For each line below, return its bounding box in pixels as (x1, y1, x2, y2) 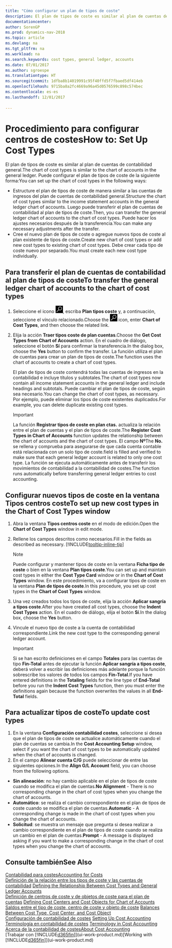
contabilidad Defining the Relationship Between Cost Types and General (5, 882, 158, 889)
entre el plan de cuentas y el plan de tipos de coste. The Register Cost (12, 427, 161, 433)
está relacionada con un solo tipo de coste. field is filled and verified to (12, 449, 161, 455)
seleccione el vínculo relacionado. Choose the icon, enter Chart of (12, 317, 160, 323)
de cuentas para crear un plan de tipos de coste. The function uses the (12, 354, 162, 360)
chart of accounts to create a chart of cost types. (12, 359, 117, 366)
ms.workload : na (5, 51, 40, 56)
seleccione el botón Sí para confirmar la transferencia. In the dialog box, (12, 343, 164, 349)
